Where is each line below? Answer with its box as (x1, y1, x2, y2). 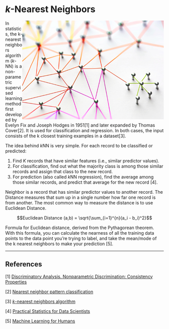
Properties (5, 279, 27, 285)
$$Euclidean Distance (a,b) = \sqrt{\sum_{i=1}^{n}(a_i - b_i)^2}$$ (17, 214, 152, 221)
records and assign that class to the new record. (12, 168, 113, 175)
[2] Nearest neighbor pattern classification (5, 289, 94, 295)
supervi (5, 84, 21, 90)
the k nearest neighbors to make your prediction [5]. (5, 241, 114, 247)
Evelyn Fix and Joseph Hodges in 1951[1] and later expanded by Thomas (5, 122, 155, 128)
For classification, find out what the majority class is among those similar (12, 163, 163, 169)
